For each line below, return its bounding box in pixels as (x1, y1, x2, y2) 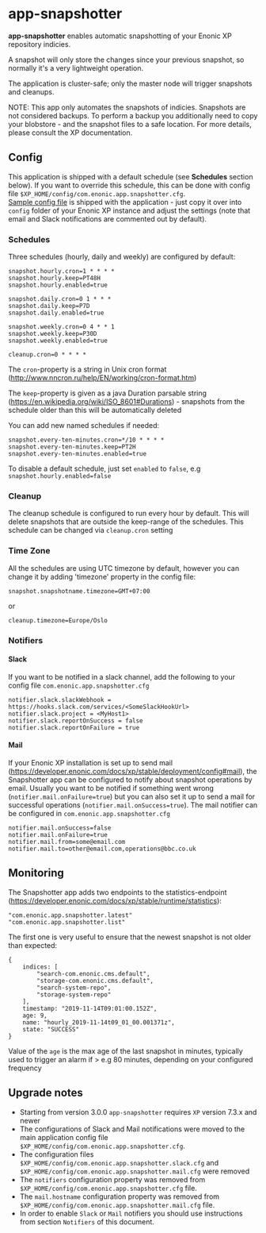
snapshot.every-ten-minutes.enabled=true (8, 450, 147, 458)
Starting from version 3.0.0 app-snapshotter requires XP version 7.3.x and (19, 1107, 257, 1116)
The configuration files (19, 1149, 94, 1159)
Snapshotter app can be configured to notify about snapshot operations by (8, 775, 253, 784)
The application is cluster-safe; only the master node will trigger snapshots (8, 79, 253, 88)
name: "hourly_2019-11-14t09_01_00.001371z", (22, 1018, 176, 1027)
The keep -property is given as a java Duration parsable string (8, 388, 207, 398)
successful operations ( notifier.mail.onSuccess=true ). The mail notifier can (8, 800, 258, 810)
